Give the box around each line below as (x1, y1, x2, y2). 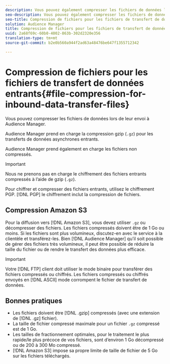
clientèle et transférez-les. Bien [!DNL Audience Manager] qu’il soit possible (5, 236, 163, 242)
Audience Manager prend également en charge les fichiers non (5, 146, 138, 152)
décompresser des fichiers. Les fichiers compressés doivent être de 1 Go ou (5, 224, 164, 231)
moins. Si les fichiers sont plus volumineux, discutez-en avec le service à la (5, 230, 163, 236)
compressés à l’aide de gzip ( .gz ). (5, 176, 76, 182)
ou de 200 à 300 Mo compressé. (12, 342, 81, 348)
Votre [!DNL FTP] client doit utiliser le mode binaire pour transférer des (5, 266, 153, 272)
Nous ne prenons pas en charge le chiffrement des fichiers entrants (5, 170, 147, 177)
